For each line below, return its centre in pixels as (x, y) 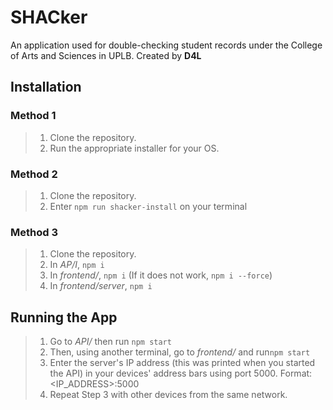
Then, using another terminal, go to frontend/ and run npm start (180, 352)
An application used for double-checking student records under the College (166, 45)
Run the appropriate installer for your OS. (134, 148)
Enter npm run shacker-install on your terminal (148, 206)
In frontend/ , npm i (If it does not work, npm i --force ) (161, 275)
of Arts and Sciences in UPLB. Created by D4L (106, 55)
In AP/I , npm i (77, 265)
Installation (46, 87)
